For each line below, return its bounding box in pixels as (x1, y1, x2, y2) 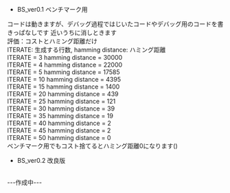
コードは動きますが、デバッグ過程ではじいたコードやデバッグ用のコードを (7, 20, 218, 28)
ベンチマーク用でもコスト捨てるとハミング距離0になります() (7, 142, 179, 150)
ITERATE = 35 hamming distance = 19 (7, 112, 113, 120)
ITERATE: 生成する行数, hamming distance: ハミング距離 (7, 46, 166, 54)
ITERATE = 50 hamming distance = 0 (7, 134, 111, 141)
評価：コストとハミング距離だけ (7, 37, 97, 45)
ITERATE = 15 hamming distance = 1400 (7, 82, 120, 91)
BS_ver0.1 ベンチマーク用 (16, 5, 88, 13)
